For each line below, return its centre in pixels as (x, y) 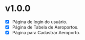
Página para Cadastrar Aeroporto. (46, 33)
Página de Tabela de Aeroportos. (45, 27)
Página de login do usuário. (40, 22)
